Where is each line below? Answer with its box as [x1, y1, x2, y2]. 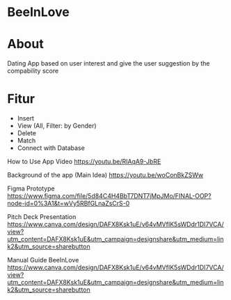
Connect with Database [17, 144, 85, 152]
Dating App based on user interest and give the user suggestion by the [7, 59, 210, 68]
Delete [17, 129, 37, 137]
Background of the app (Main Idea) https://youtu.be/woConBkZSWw [7, 171, 204, 179]
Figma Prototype [7, 184, 55, 193]
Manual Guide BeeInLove [7, 256, 79, 264]
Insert [17, 114, 35, 123]
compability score [7, 67, 59, 75]
